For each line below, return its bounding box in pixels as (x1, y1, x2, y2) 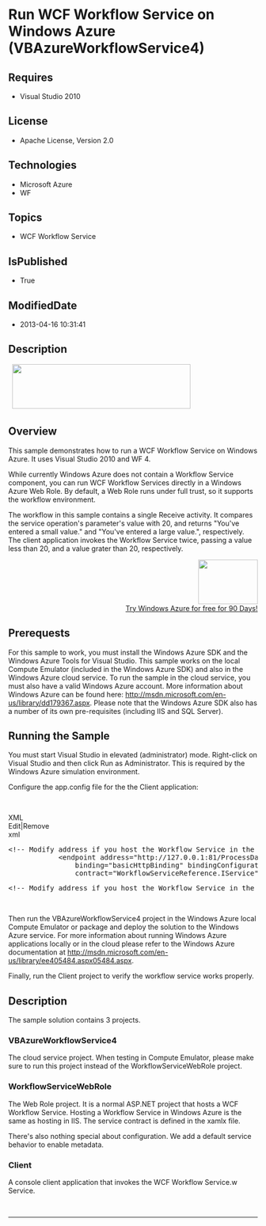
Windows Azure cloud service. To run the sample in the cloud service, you (8, 673, 251, 682)
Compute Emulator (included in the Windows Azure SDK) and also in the (8, 664, 244, 674)
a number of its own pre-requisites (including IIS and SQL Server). (8, 706, 224, 715)
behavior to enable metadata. (8, 1140, 104, 1149)
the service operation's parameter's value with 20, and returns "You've (8, 518, 240, 528)
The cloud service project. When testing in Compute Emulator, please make (8, 1053, 255, 1062)
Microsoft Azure (19, 180, 73, 189)
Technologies (8, 158, 78, 172)
